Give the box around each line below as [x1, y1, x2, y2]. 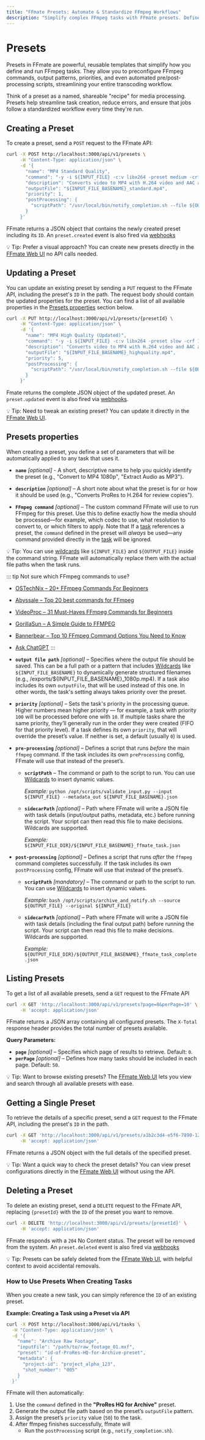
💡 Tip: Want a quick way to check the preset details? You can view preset [6, 1161, 191, 1168]
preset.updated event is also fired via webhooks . [6, 396, 129, 403]
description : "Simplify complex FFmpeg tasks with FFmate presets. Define [6, 15, 201, 21]
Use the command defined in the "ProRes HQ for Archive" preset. [15, 1401, 176, 1408]
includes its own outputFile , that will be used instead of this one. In [15, 681, 185, 689]
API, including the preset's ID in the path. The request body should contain [6, 290, 194, 298]
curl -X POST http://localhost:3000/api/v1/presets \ [6, 151, 146, 158]
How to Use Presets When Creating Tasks [6, 1277, 132, 1286]
